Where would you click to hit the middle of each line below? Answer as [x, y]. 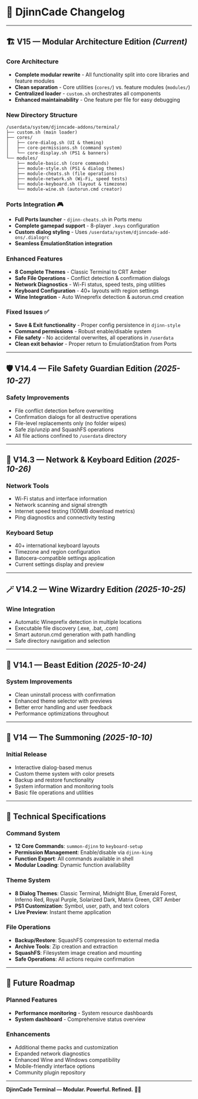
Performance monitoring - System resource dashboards [84, 1013]
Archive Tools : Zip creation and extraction [66, 946]
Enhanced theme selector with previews [63, 701]
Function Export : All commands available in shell [74, 859]
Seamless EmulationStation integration [64, 243]
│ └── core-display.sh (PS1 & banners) [58, 153]
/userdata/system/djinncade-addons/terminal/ [63, 127]
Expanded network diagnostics [52, 1054]
